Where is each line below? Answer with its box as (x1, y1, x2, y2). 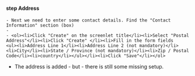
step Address (6, 5, 40, 12)
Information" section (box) (6, 23, 75, 28)
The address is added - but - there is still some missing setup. (14, 63, 164, 70)
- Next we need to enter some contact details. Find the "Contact (6, 17, 171, 23)
